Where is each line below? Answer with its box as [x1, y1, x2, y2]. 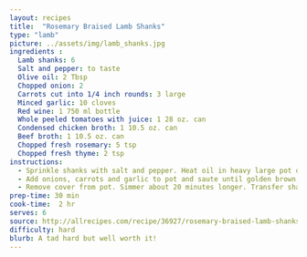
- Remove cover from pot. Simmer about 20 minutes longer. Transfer [17, 183, 284, 192]
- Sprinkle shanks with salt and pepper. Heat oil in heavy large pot [17, 166, 292, 175]
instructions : [9, 157, 64, 167]
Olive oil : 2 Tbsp [17, 73, 89, 82]
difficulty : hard [9, 225, 76, 234]
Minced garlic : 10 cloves [17, 98, 117, 108]
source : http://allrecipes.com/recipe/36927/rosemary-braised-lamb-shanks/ [9, 216, 304, 226]
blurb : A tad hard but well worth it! [9, 233, 157, 242]
